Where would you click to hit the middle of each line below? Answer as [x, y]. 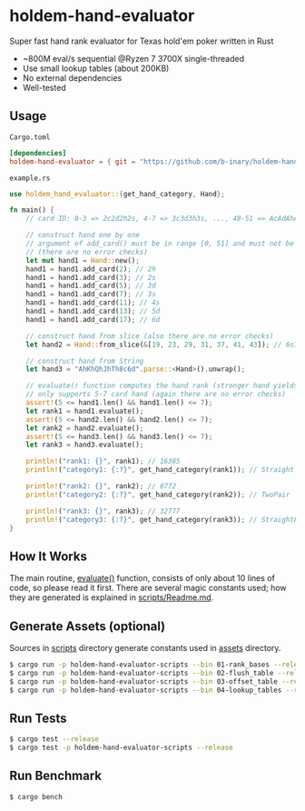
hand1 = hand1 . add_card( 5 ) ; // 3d [91, 286]
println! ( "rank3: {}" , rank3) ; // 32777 [103, 511]
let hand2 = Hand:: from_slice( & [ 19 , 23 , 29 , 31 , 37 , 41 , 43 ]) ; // [154, 345]
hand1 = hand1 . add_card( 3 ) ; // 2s [91, 277]
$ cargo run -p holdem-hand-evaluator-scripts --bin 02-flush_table [142, 673]
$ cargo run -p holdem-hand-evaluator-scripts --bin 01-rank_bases [140, 665]
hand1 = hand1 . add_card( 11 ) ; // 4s [93, 303]
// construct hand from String [85, 361]
